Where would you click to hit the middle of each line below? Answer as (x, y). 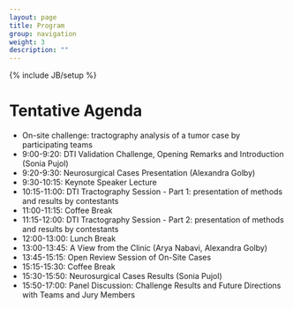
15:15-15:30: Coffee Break (69, 267)
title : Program (37, 26)
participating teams (57, 145)
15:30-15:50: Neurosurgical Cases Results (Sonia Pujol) (122, 276)
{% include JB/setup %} (53, 75)
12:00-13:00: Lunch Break (69, 238)
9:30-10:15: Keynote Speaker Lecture (89, 183)
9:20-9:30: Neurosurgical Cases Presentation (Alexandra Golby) (139, 173)
